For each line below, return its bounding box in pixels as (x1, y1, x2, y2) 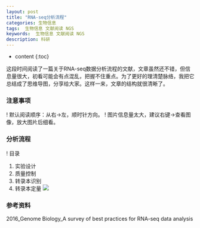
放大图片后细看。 (16, 119, 59, 126)
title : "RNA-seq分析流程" (6, 14, 67, 20)
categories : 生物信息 (6, 20, 57, 26)
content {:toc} (14, 53, 50, 60)
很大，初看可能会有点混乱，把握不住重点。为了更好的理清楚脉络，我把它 (16, 73, 195, 79)
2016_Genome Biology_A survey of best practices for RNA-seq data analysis (6, 215, 193, 222)
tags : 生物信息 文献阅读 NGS (6, 25, 75, 32)
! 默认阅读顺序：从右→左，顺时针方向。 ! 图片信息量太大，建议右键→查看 (6, 111, 186, 118)
